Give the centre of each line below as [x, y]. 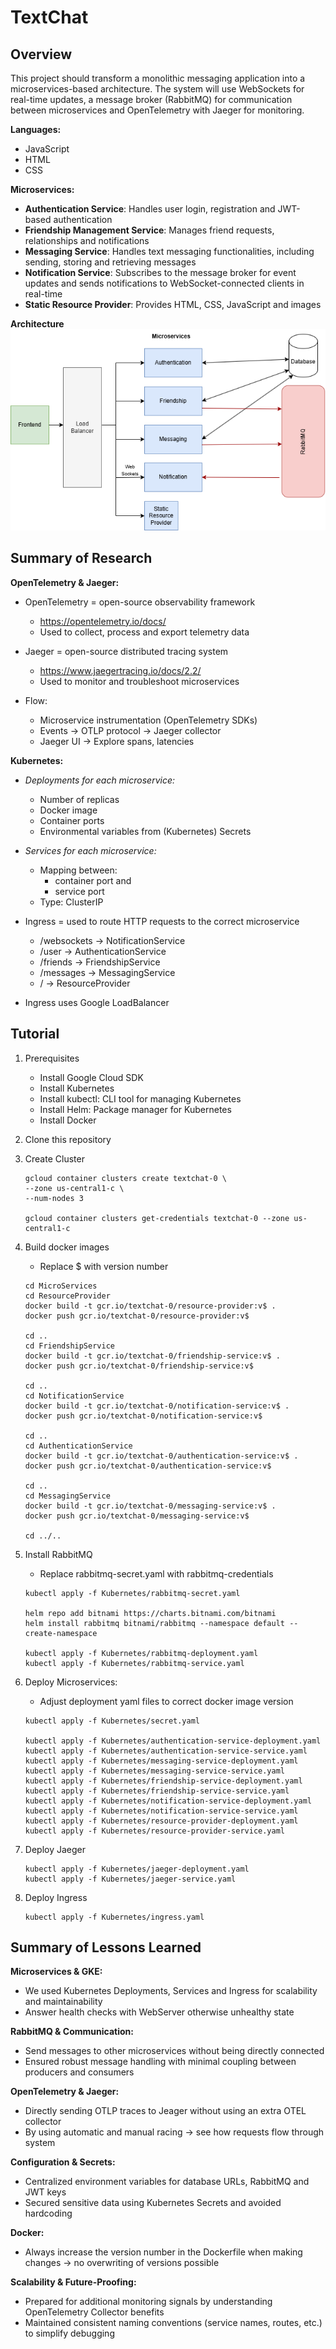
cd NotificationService [74, 1396]
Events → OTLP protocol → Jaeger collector [130, 730]
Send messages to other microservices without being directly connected [174, 2051]
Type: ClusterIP [71, 902]
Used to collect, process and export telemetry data [144, 632]
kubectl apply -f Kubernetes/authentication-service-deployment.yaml [173, 1741]
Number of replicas [79, 799]
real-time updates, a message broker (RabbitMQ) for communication [151, 99]
